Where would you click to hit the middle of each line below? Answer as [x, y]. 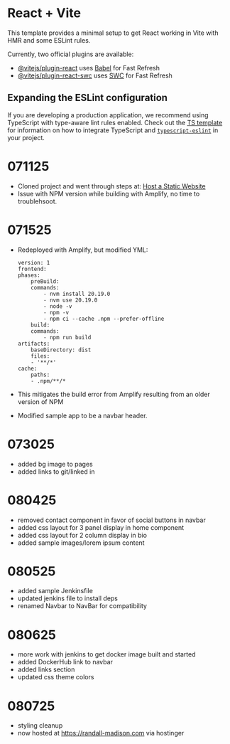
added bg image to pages [55, 464]
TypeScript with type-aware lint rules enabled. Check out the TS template [115, 122]
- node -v [58, 306]
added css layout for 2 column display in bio [82, 535]
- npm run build [67, 337]
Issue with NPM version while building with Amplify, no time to [109, 193]
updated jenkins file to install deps [68, 598]
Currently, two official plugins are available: [71, 54]
